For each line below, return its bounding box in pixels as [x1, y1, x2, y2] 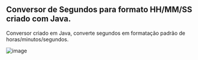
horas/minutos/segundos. [6, 35, 69, 43]
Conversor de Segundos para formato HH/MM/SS [6, 5, 193, 15]
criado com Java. [6, 14, 72, 24]
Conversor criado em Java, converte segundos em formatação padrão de [6, 29, 186, 36]
